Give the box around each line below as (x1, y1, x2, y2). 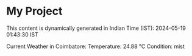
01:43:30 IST (6, 30, 38, 38)
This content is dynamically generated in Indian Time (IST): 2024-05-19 (6, 24, 186, 32)
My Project (6, 4, 63, 18)
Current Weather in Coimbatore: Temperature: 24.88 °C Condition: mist (6, 43, 185, 50)
